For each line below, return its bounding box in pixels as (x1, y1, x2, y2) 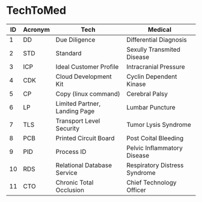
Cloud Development (55, 72, 112, 81)
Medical (147, 25, 171, 34)
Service (55, 168, 78, 177)
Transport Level (55, 117, 100, 125)
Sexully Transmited (126, 45, 180, 54)
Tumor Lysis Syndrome (126, 120, 191, 129)
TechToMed (6, 4, 67, 17)
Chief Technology (126, 178, 177, 186)
